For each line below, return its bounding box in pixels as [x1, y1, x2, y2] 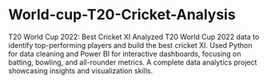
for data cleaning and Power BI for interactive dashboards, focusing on [8, 49, 241, 58]
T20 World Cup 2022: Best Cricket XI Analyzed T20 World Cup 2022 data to [8, 32, 260, 41]
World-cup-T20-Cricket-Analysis [8, 6, 236, 24]
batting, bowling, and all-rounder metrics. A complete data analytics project [8, 57, 257, 67]
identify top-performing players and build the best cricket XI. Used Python [8, 40, 253, 49]
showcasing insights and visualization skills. [8, 65, 153, 75]
